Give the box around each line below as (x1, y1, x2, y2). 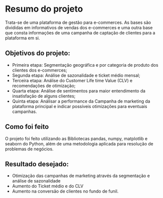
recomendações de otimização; (12, 83, 76, 89)
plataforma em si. (5, 35, 40, 41)
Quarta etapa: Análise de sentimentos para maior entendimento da (12, 88, 146, 93)
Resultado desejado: (5, 160, 69, 168)
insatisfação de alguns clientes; (12, 93, 76, 99)
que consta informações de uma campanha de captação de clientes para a (5, 30, 156, 36)
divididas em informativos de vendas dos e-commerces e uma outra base (5, 24, 153, 30)
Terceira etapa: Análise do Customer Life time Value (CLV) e (12, 77, 133, 83)
